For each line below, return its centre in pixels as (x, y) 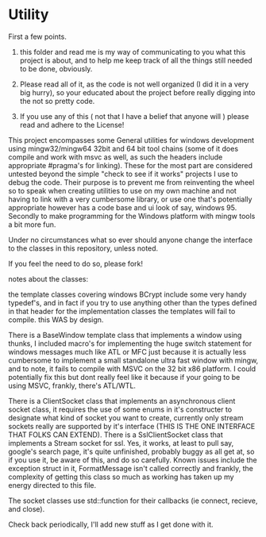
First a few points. (38, 36)
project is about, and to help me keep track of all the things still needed (136, 60)
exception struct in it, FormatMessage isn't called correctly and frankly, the (131, 468)
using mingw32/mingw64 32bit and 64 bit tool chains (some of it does (123, 148)
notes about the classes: (48, 278)
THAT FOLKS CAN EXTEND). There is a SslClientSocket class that (116, 435)
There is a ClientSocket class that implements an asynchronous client (122, 401)
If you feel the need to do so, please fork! (75, 263)
